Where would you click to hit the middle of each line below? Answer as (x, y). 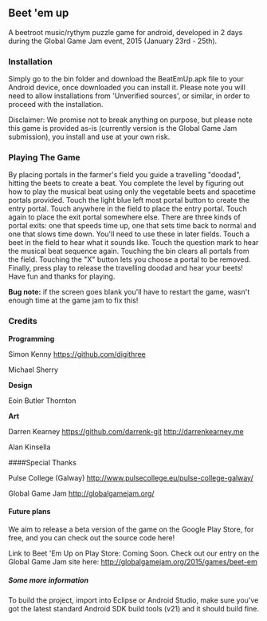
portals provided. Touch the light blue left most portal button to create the (129, 200)
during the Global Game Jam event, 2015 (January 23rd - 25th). (113, 41)
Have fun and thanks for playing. (62, 277)
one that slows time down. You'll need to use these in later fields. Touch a (129, 234)
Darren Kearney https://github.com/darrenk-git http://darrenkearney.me (126, 431)
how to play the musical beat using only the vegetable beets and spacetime (132, 192)
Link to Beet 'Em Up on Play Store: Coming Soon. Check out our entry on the (134, 553)
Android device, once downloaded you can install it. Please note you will (127, 88)
